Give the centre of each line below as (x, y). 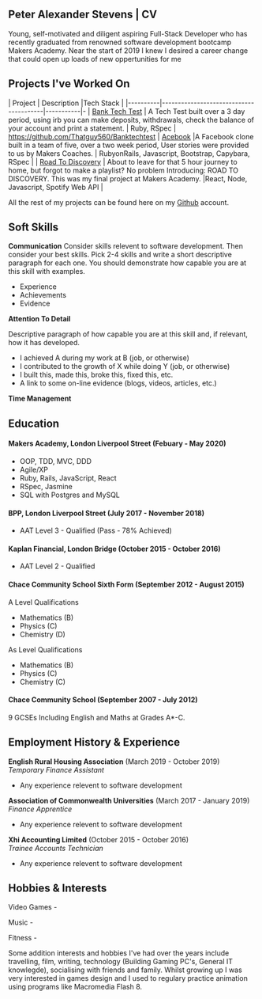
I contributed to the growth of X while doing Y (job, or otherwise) (125, 367)
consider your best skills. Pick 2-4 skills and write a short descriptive (120, 255)
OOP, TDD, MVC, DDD (56, 462)
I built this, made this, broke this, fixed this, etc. (96, 375)
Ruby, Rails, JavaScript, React (68, 478)
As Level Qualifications (45, 649)
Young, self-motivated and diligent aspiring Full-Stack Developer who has (128, 33)
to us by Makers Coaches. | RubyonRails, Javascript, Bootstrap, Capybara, (129, 153)
